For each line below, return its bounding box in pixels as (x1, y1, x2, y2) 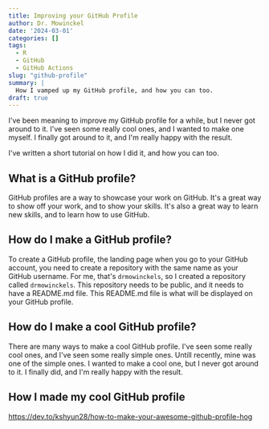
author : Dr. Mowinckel (8, 19, 84, 27)
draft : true (8, 94, 48, 102)
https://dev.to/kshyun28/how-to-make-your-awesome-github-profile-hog (8, 411, 253, 421)
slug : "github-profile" (8, 71, 88, 79)
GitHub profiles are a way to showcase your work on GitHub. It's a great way (8, 193, 262, 203)
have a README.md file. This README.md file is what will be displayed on (8, 288, 253, 297)
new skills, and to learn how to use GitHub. (8, 210, 150, 220)
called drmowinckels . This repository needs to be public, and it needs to (8, 280, 244, 289)
